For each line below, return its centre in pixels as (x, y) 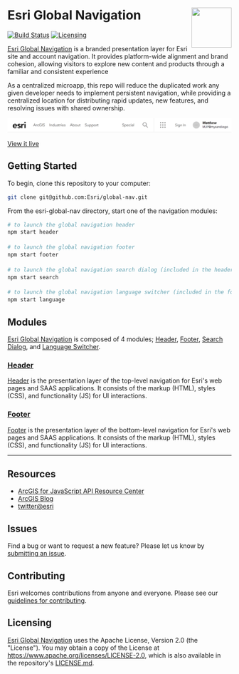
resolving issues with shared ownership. (67, 108)
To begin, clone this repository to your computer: (79, 183)
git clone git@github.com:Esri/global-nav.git (78, 197)
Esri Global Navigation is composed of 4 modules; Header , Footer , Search (115, 339)
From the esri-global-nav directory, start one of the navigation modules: (113, 211)
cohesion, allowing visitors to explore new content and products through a (116, 63)
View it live (23, 143)
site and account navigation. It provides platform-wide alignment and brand (118, 56)
